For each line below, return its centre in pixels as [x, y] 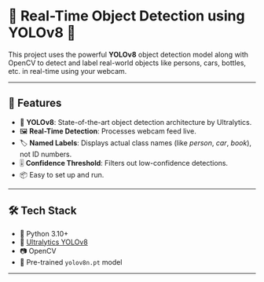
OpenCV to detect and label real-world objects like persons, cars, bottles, [127, 63]
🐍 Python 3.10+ [44, 233]
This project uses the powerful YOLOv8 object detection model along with [128, 54]
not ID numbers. [46, 154]
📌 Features [35, 103]
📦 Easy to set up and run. [62, 174]
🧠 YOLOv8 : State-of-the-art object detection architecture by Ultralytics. [136, 122]
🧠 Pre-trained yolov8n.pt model [71, 262]
